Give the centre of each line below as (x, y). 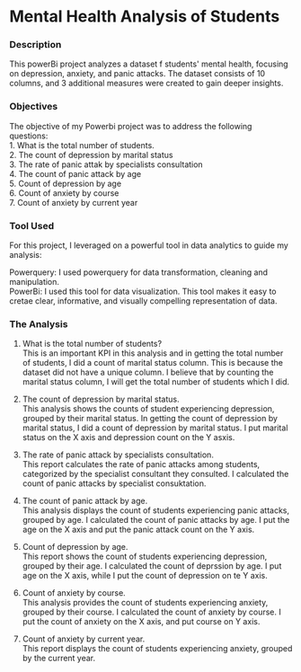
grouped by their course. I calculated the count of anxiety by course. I (151, 612)
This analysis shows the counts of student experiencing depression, (148, 409)
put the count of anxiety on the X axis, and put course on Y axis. (141, 622)
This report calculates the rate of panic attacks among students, (141, 464)
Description (35, 45)
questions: (29, 136)
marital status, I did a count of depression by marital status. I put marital (155, 428)
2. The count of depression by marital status (91, 155)
